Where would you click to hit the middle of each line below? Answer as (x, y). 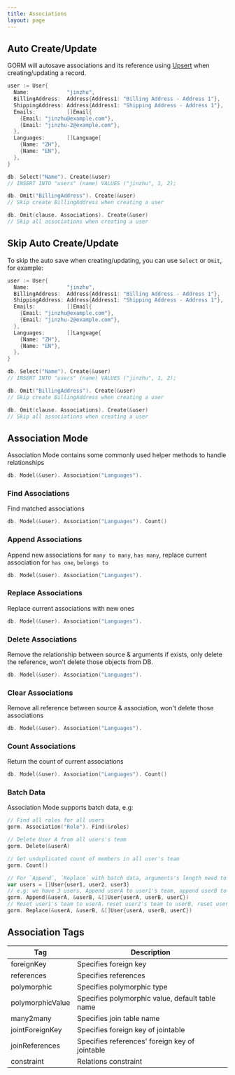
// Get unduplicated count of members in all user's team (93, 859)
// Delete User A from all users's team (67, 840)
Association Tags (46, 932)
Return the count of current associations (65, 762)
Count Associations (42, 746)
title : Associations (37, 14)
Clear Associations (40, 693)
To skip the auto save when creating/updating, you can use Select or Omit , (115, 260)
